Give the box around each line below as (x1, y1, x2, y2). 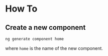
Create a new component (5, 23, 86, 32)
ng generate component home (5, 36, 64, 41)
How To (5, 3, 38, 15)
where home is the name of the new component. (5, 45, 103, 51)
